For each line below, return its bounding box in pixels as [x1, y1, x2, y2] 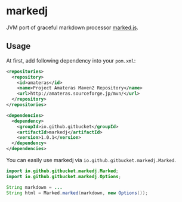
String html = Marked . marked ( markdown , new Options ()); [6, 189, 148, 196]
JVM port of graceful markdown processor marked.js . [6, 24, 138, 31]
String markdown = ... [6, 184, 63, 190]
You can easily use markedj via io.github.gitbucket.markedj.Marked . [6, 157, 176, 163]
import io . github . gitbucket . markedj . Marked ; [6, 168, 119, 174]
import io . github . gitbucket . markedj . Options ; [6, 173, 121, 179]
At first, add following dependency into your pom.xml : [6, 57, 136, 64]
